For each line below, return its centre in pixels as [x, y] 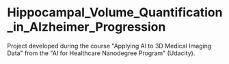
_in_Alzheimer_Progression [86, 27]
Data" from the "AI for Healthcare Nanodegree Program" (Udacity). [101, 53]
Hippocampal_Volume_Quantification [115, 13]
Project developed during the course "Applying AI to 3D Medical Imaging [109, 46]
